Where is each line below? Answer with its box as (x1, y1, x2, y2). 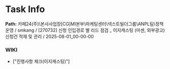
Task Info (5, 4, 45, 15)
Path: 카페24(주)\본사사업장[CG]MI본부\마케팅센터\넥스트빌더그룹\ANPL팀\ (5, 21, 156, 27)
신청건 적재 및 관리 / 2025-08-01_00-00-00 (5, 33, 94, 39)
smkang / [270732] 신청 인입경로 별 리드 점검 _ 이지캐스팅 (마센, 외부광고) (17, 27, 165, 33)
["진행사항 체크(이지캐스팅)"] (12, 58, 70, 64)
